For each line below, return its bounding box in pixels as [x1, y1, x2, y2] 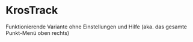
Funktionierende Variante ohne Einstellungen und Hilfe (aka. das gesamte [5, 23, 188, 30]
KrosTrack [5, 4, 58, 17]
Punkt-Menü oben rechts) [5, 29, 70, 36]
